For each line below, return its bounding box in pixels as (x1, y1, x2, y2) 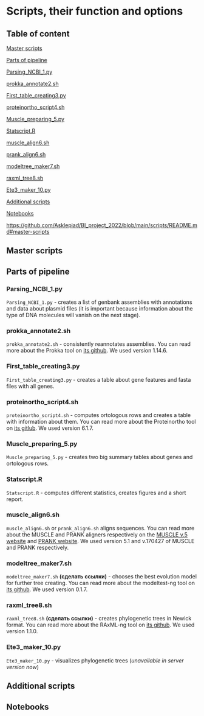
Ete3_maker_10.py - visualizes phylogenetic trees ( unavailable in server (6, 656, 184, 664)
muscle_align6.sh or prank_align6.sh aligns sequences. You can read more (6, 524, 195, 532)
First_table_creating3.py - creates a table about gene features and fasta (6, 376, 191, 383)
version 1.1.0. (6, 628, 38, 635)
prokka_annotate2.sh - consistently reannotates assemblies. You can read (6, 340, 191, 348)
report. (6, 495, 24, 503)
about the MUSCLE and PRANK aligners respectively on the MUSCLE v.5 (6, 531, 188, 538)
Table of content (6, 29, 70, 39)
